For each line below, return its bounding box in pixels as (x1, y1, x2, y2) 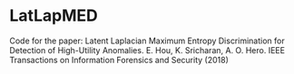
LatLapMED (9, 5, 98, 26)
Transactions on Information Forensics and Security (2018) (9, 54, 229, 65)
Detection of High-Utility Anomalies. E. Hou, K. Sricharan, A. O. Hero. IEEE (9, 44, 286, 55)
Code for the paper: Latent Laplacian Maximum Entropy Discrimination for (9, 35, 285, 46)
